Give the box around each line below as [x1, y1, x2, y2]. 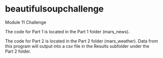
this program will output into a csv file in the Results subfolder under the [5, 43, 149, 49]
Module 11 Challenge [5, 19, 47, 25]
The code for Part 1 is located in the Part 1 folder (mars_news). [5, 29, 130, 34]
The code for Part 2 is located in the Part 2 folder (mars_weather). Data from [5, 38, 158, 44]
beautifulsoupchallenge [5, 3, 104, 14]
